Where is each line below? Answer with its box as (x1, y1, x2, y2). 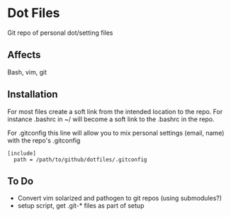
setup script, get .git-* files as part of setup (17, 201, 145, 210)
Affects (7, 49, 41, 61)
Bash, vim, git (7, 67, 47, 76)
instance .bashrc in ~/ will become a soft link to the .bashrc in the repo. (7, 115, 215, 123)
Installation (7, 89, 58, 101)
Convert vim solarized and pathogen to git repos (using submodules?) (17, 194, 222, 203)
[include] (7, 150, 37, 157)
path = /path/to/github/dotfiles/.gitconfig (13, 156, 147, 163)
